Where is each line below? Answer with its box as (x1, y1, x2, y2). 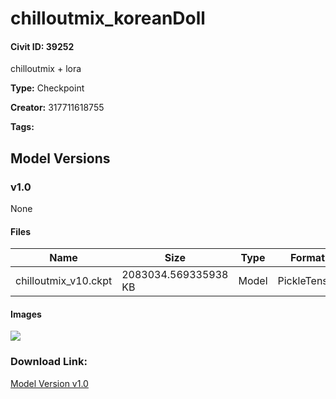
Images (10, 308, 42, 320)
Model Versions (10, 150, 111, 167)
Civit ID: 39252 (10, 40, 75, 52)
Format (289, 251, 326, 265)
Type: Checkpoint (10, 82, 85, 94)
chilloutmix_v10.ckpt (15, 274, 113, 288)
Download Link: (10, 355, 88, 369)
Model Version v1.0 (10, 377, 89, 389)
